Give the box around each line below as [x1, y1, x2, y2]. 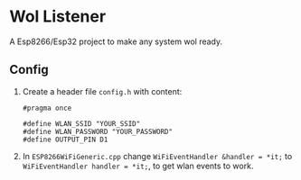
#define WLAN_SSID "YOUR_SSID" [22, 119, 141, 128]
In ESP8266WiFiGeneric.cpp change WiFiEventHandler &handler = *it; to [22, 150, 293, 161]
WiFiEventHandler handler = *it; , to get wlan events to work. [22, 160, 254, 171]
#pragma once [22, 103, 72, 112]
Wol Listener [9, 6, 107, 27]
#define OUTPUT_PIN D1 [22, 135, 108, 144]
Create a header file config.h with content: [22, 85, 183, 96]
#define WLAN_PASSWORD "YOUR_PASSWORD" [22, 127, 174, 136]
